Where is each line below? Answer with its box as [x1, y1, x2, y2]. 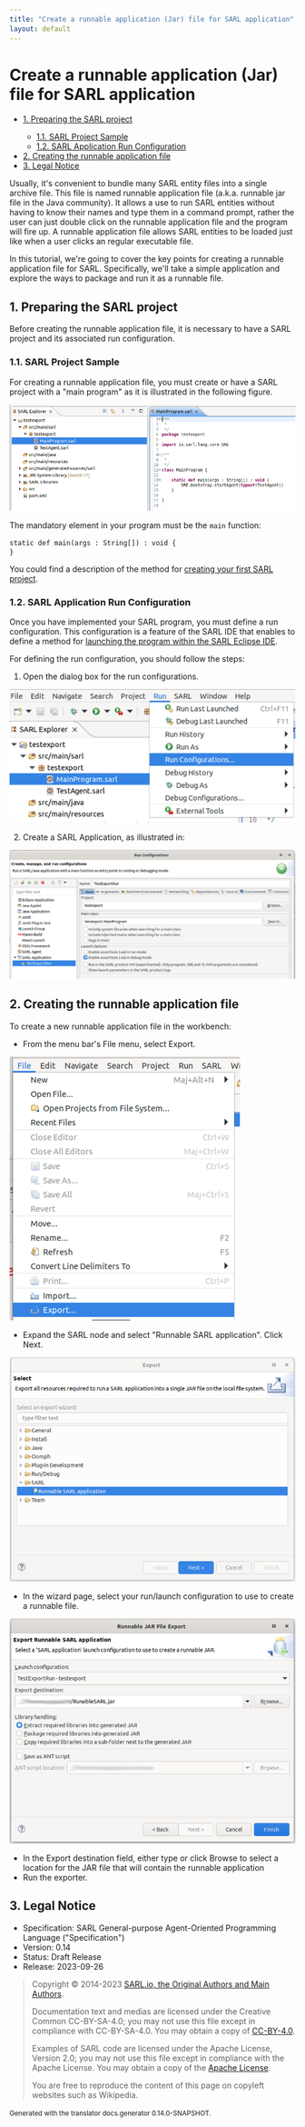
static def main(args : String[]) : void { [9, 538, 177, 547]
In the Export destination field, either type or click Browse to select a [22, 1852, 279, 1863]
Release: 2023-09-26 [22, 1961, 104, 1972]
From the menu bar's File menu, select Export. [22, 1038, 196, 1049]
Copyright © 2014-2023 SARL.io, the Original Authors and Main [31, 1978, 270, 1990]
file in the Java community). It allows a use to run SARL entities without [9, 197, 275, 208]
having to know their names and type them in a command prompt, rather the [9, 207, 295, 218]
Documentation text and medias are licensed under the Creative [31, 2005, 271, 2017]
